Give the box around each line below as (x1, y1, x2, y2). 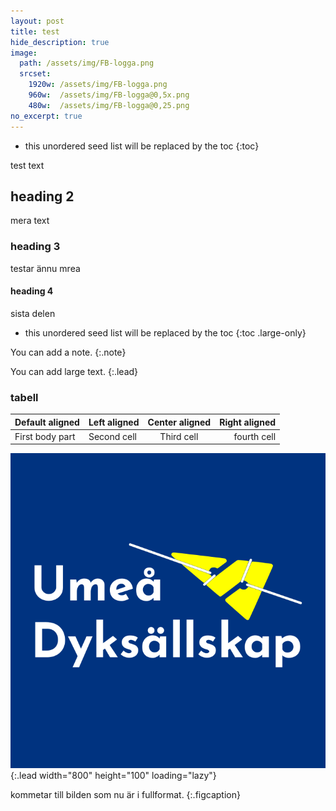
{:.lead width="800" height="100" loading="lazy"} (10, 770, 217, 782)
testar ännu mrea (10, 262, 81, 274)
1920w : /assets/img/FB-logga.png (28, 80, 168, 90)
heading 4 (10, 285, 54, 297)
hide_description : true (10, 37, 110, 47)
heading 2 (10, 188, 75, 205)
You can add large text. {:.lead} (10, 365, 139, 377)
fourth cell (233, 430, 277, 442)
